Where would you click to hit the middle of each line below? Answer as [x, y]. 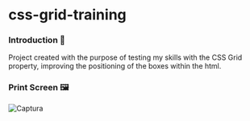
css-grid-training [67, 15]
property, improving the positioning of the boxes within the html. [115, 66]
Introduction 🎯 [37, 40]
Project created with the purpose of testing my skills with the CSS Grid [125, 57]
